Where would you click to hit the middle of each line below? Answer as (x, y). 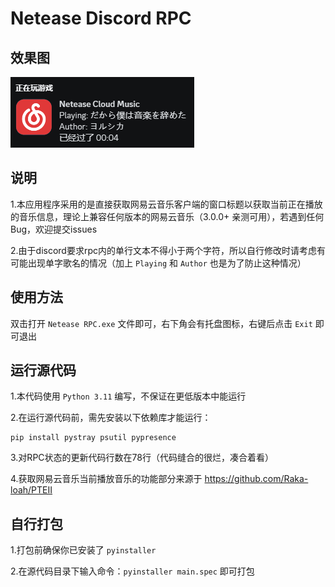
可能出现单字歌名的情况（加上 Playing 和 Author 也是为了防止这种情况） (158, 263)
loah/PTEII (31, 490)
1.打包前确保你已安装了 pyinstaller (83, 550)
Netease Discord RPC (101, 18)
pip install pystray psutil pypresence (93, 438)
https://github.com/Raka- (256, 479)
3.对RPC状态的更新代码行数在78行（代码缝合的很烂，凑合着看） (142, 458)
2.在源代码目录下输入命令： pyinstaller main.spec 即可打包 (132, 571)
